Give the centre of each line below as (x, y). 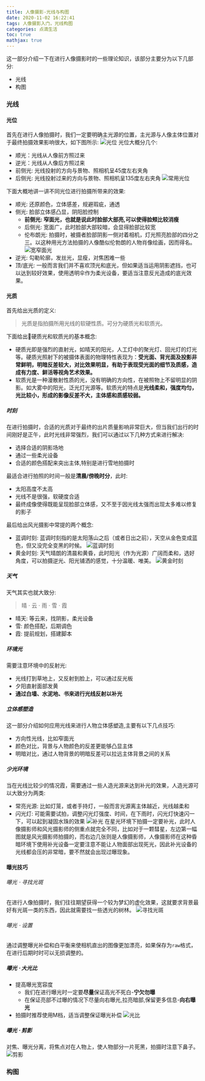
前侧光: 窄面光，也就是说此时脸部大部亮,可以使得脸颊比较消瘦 (102, 220)
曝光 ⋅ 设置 (20, 925)
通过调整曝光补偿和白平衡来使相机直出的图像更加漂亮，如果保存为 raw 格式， (101, 945)
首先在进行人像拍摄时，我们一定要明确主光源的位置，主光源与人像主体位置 (100, 135)
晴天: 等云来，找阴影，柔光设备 (54, 619)
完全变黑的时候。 (63, 545)
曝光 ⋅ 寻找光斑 (25, 882)
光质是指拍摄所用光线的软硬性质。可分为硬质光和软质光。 (93, 323)
